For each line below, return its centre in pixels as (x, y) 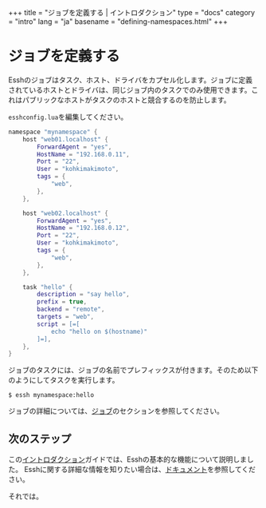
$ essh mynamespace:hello (51, 395)
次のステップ (40, 439)
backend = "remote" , (71, 310)
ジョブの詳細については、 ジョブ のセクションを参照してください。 (116, 411)
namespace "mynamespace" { (53, 132)
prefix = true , (62, 302)
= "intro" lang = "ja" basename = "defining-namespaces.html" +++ (118, 22)
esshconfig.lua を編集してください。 (68, 117)
